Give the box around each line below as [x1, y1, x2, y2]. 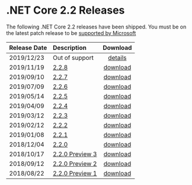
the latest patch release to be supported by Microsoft [6, 29, 136, 36]
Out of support [53, 53, 94, 62]
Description [53, 43, 87, 52]
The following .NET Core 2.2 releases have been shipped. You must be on [6, 23, 187, 30]
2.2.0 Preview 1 [53, 169, 97, 177]
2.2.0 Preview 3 [53, 149, 97, 158]
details [108, 53, 127, 62]
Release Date [9, 43, 47, 52]
